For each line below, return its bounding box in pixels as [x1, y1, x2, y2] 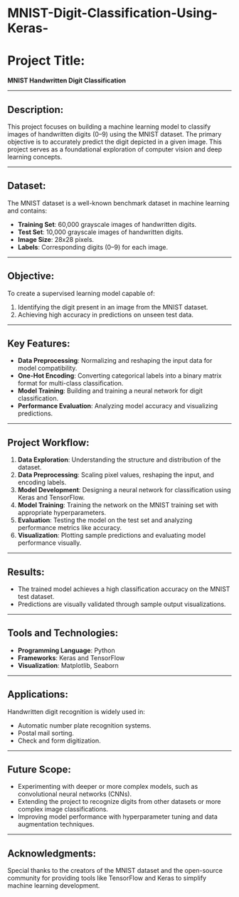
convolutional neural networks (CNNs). [17, 790, 132, 798]
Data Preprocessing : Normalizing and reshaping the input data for [17, 356, 213, 365]
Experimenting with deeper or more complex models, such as [17, 782, 198, 791]
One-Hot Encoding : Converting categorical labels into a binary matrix [17, 371, 222, 380]
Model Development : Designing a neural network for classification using [17, 486, 231, 494]
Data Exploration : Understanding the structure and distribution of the [17, 455, 221, 464]
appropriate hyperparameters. [17, 509, 107, 517]
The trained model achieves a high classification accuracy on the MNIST [17, 585, 230, 593]
